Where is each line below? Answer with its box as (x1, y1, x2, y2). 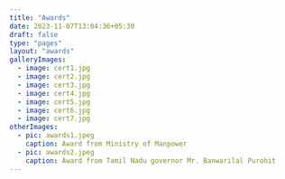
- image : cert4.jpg (17, 89, 91, 98)
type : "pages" (9, 38, 63, 48)
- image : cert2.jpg (17, 72, 91, 81)
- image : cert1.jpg (17, 64, 91, 73)
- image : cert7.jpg (17, 114, 91, 123)
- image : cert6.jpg (17, 106, 91, 115)
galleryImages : (9, 55, 67, 64)
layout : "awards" (9, 47, 75, 56)
